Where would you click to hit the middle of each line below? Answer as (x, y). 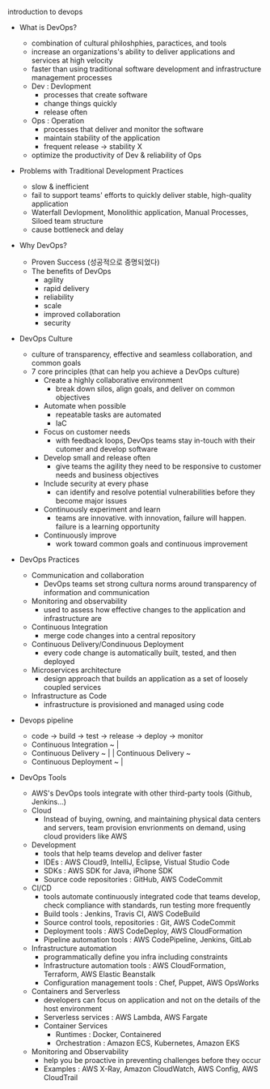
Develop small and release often (97, 458)
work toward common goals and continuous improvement (152, 544)
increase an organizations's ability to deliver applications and (133, 51)
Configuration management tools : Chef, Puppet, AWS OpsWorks (151, 983)
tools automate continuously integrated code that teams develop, (152, 896)
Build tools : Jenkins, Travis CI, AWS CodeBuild (122, 914)
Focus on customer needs (87, 432)
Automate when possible (85, 406)
